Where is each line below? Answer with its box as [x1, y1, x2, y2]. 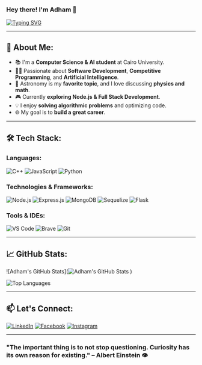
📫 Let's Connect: [6, 304, 73, 314]
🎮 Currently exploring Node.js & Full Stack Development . [14, 93, 161, 101]
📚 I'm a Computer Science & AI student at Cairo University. [14, 58, 165, 66]
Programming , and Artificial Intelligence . [14, 73, 119, 81]
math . [14, 87, 30, 94]
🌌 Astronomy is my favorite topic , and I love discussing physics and [14, 80, 185, 87]
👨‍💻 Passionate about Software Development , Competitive [14, 67, 161, 75]
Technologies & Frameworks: [6, 182, 93, 191]
